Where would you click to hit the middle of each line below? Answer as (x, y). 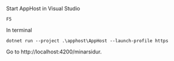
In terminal (19, 30)
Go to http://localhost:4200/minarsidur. (54, 52)
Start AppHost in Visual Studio (43, 9)
